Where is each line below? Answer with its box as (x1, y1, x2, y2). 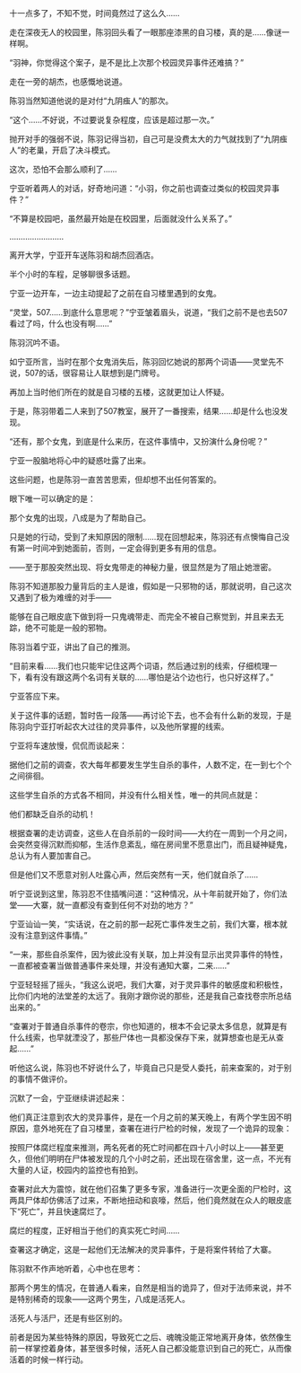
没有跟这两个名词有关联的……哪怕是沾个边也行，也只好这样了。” (39, 672, 274, 682)
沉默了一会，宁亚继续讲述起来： (9, 1093, 127, 1103)
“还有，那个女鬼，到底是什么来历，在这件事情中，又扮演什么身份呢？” (9, 436, 268, 446)
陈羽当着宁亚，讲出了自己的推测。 (9, 641, 135, 652)
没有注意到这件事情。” (9, 930, 88, 940)
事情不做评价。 (16, 1074, 73, 1084)
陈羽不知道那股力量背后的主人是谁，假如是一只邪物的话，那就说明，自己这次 (9, 581, 292, 591)
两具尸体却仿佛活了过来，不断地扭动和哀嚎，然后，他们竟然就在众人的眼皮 (9, 1195, 284, 1205)
